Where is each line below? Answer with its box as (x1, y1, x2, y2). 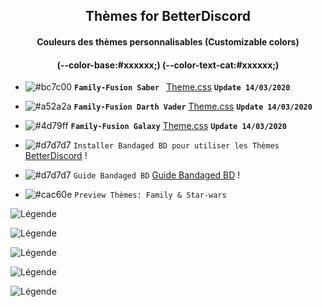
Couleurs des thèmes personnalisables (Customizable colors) (36, 35, 300, 48)
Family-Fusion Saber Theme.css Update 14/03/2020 (74, 81, 291, 93)
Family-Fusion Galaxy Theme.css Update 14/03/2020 (70, 120, 287, 132)
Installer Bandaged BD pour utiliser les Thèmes (73, 141, 280, 151)
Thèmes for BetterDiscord (84, 8, 252, 25)
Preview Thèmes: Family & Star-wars (74, 190, 227, 201)
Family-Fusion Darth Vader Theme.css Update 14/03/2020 (73, 100, 313, 113)
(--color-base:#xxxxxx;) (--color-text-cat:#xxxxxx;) (56, 59, 280, 71)
